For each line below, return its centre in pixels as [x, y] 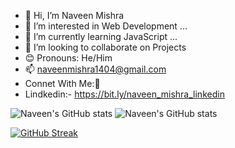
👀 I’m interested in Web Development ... [106, 26]
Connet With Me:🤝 [62, 83]
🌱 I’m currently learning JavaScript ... [101, 36]
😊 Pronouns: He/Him [68, 58]
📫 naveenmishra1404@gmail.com [95, 69]
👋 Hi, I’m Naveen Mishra [74, 15]
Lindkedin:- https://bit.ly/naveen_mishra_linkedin [124, 94]
